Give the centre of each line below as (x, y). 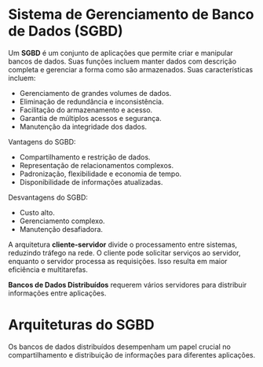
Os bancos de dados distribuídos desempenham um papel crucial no (120, 347)
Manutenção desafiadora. (61, 229)
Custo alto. (37, 212)
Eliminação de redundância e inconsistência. (91, 101)
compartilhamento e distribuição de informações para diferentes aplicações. (132, 354)
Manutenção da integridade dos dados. (83, 127)
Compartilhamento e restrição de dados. (85, 157)
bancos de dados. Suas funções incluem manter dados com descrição (122, 61)
